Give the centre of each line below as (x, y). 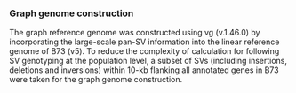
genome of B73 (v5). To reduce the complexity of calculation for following (144, 51)
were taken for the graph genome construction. (96, 80)
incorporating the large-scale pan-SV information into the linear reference (144, 42)
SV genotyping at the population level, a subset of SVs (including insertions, (148, 61)
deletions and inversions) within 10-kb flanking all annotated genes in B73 (144, 70)
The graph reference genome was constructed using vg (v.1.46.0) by (135, 33)
